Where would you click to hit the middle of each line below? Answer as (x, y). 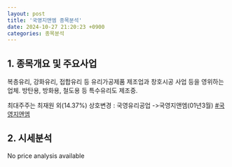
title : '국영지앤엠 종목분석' (45, 20)
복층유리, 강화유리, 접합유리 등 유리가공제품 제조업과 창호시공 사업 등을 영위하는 (116, 82)
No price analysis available (46, 156)
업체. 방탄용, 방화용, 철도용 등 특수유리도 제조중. (73, 91)
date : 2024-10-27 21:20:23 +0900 (56, 27)
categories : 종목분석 (36, 33)
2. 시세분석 (30, 139)
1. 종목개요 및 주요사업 (52, 64)
